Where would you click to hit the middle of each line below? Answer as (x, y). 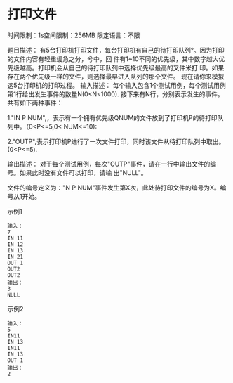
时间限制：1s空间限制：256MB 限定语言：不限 (74, 35)
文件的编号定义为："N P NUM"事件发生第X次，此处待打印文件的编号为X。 (114, 188)
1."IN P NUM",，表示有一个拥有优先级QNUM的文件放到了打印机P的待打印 (112, 117)
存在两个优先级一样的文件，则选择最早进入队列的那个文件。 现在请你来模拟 (116, 76)
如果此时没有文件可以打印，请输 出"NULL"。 (83, 172)
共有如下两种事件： (35, 103)
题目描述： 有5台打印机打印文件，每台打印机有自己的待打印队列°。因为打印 (116, 50)
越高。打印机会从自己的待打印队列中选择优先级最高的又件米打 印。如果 (122, 67)
